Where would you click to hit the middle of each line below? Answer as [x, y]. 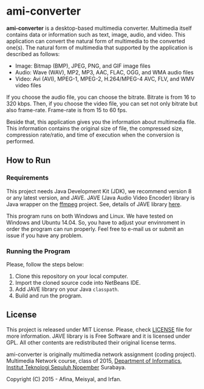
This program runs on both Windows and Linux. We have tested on [90, 216]
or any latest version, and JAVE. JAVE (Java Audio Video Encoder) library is [101, 198]
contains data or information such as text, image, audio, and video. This [96, 34]
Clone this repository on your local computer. [72, 276]
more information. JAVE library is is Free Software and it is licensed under [98, 336]
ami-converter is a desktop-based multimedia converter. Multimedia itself [99, 28]
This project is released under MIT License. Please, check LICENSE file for [99, 329]
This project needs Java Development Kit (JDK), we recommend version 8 [99, 191]
